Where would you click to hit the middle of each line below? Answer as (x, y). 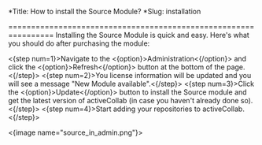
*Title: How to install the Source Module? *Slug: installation (105, 11)
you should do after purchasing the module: (79, 43)
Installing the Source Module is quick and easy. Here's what (152, 35)
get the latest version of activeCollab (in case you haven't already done (124, 100)
